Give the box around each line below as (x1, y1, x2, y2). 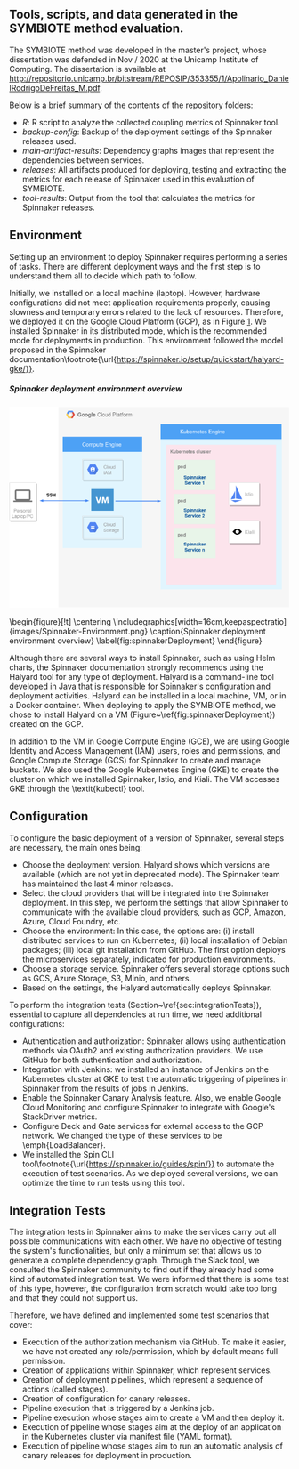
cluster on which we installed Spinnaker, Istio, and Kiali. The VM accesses (9, 773, 280, 784)
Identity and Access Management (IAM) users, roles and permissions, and (9, 745, 281, 755)
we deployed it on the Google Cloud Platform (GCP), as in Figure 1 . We (9, 316, 267, 327)
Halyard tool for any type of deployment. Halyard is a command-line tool (9, 671, 274, 682)
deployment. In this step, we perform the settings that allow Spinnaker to (21, 897, 289, 908)
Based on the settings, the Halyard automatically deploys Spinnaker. (21, 982, 272, 993)
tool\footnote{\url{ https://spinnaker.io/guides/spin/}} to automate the (21, 1158, 275, 1169)
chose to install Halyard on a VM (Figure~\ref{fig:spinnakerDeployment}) (9, 709, 276, 720)
